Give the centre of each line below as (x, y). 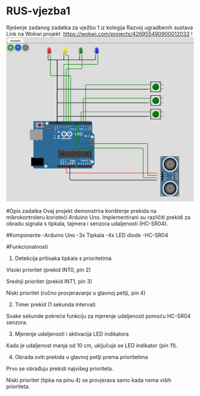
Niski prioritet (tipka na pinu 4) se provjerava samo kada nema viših (89, 380)
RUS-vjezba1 (38, 11)
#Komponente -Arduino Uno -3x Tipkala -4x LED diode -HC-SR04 (87, 235)
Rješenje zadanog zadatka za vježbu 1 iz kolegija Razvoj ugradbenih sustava (100, 27)
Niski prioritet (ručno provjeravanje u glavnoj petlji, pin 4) (76, 293)
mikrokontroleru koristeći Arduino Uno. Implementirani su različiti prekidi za (98, 217)
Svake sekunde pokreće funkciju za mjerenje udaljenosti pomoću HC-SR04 (99, 316)
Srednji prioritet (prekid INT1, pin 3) (49, 281)
